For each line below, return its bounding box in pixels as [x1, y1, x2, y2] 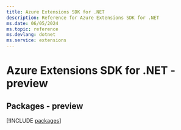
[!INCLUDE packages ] [6, 117, 62, 124]
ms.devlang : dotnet [6, 32, 56, 38]
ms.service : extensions [6, 37, 67, 43]
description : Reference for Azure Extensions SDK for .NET [6, 15, 160, 21]
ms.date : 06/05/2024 [6, 20, 59, 26]
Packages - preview [6, 101, 83, 111]
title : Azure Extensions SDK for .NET [6, 9, 105, 15]
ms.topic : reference [6, 26, 59, 32]
